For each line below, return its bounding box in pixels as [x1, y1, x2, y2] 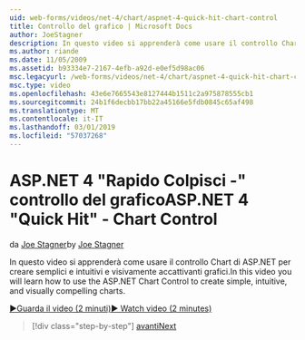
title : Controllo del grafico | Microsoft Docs [9, 22, 193, 31]
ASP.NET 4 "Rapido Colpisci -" [9, 170, 247, 191]
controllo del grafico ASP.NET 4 [9, 189, 250, 210]
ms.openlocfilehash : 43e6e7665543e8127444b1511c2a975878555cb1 [9, 89, 254, 98]
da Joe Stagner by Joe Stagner [9, 238, 124, 249]
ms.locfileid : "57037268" [9, 131, 107, 141]
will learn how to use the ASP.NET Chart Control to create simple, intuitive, [9, 276, 288, 287]
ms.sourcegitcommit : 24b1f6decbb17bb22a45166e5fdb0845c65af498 [9, 97, 254, 107]
